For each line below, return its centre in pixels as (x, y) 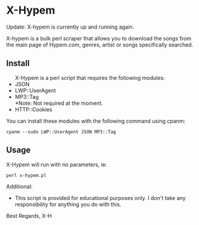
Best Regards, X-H (29, 215)
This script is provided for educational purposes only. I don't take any (100, 198)
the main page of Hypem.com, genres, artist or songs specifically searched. (100, 45)
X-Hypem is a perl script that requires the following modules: (90, 77)
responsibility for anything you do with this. (68, 204)
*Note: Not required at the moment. (59, 103)
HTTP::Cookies (33, 109)
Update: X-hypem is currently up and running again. (70, 27)
